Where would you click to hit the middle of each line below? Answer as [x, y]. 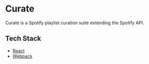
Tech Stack [23, 39]
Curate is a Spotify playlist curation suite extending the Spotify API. [75, 23]
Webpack [22, 56]
